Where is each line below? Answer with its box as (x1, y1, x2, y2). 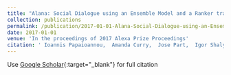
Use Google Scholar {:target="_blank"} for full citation (7, 61, 158, 68)
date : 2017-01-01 (7, 29, 57, 36)
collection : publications (7, 16, 81, 23)
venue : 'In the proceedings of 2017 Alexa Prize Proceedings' (7, 35, 189, 42)
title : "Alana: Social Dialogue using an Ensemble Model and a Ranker (7, 10, 214, 17)
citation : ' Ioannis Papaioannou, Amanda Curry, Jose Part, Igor (7, 42, 208, 48)
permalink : (7, 22, 38, 29)
